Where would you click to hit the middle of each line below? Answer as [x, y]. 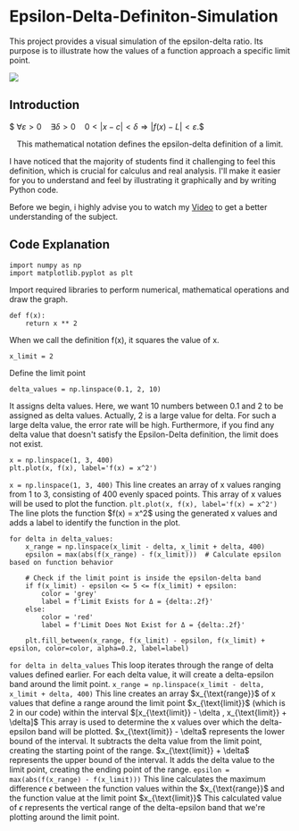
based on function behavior [62, 562]
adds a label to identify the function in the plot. [95, 522]
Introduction [45, 105]
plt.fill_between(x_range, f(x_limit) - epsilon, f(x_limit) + [145, 641]
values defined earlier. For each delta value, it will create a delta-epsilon [141, 674]
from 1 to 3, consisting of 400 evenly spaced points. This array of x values [145, 494]
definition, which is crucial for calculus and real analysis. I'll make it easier [145, 171]
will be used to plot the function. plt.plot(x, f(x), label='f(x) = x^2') [144, 503]
